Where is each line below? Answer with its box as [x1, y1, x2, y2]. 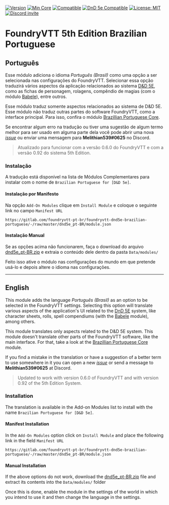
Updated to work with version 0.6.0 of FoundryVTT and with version [17, 375, 159, 381]
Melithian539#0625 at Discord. [5, 364, 72, 371]
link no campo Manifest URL [5, 207, 63, 213]
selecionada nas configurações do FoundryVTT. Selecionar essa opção [5, 77, 153, 83]
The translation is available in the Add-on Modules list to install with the [5, 404, 153, 410]
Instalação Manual [5, 233, 45, 239]
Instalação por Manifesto [5, 191, 59, 197]
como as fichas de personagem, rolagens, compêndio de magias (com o [5, 88, 155, 94]
